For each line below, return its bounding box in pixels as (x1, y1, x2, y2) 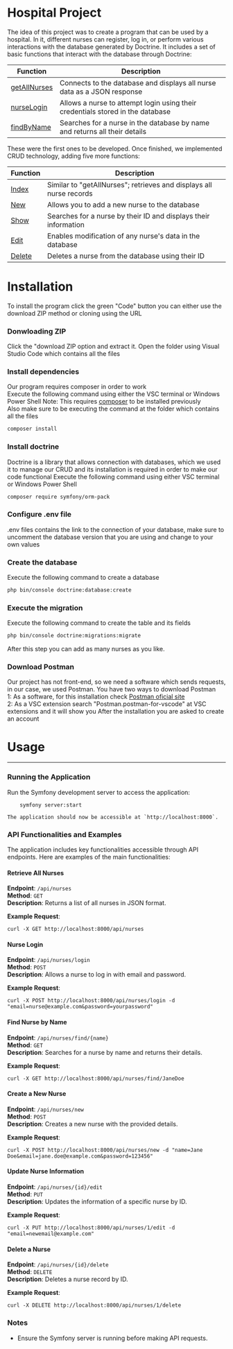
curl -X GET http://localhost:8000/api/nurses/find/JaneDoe (7, 1075, 185, 1082)
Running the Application (7, 772, 91, 782)
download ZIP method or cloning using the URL (7, 309, 142, 317)
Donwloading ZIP (7, 326, 67, 336)
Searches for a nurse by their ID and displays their (47, 211, 210, 221)
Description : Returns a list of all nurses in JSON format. (7, 899, 166, 907)
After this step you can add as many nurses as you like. (7, 645, 165, 653)
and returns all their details (59, 126, 147, 136)
